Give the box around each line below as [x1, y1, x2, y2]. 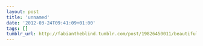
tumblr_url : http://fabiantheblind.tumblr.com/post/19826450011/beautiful [6, 31, 199, 37]
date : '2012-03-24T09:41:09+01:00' [6, 20, 96, 26]
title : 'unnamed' [6, 14, 50, 20]
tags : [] [6, 25, 28, 32]
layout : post [6, 8, 39, 15]
